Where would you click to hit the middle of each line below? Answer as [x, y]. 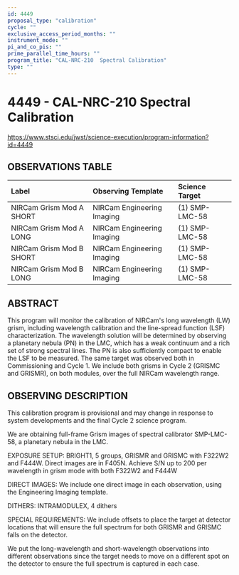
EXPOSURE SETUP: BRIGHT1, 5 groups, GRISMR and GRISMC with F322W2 [118, 455]
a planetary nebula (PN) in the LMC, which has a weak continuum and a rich [119, 343]
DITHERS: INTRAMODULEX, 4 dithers [62, 506]
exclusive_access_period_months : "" [62, 34]
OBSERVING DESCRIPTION [68, 396]
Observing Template [128, 191]
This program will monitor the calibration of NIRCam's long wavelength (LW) [119, 320]
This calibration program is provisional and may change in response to [110, 413]
